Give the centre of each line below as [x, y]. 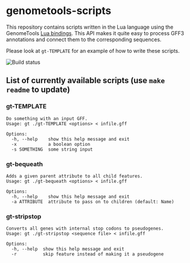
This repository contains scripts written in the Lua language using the [90, 27]
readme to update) [38, 90]
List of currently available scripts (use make [86, 81]
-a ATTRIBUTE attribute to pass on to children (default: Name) [93, 201]
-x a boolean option [51, 144]
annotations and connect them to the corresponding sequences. [84, 39]
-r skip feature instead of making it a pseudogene [88, 254]
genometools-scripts [59, 11]
